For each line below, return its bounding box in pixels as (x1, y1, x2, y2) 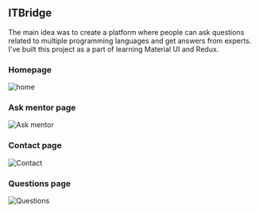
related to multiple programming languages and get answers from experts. (8, 36, 252, 45)
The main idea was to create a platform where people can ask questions (8, 27, 245, 37)
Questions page (8, 178, 72, 189)
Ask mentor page (8, 103, 76, 114)
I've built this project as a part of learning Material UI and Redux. (8, 44, 219, 54)
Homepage (8, 64, 52, 75)
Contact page (8, 140, 62, 151)
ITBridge (8, 6, 52, 20)
